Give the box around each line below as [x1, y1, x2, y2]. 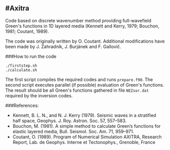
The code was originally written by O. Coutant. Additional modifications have [5, 38, 165, 44]
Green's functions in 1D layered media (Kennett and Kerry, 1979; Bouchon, [5, 23, 159, 29]
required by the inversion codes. [5, 92, 73, 98]
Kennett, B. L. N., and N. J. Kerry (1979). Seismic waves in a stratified [12, 112, 156, 118]
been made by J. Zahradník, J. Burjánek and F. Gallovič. [5, 43, 121, 50]
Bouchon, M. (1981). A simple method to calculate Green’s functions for [12, 123, 161, 129]
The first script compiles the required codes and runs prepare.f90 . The [5, 76, 153, 83]
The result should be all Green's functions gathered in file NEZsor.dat [5, 87, 149, 93]
